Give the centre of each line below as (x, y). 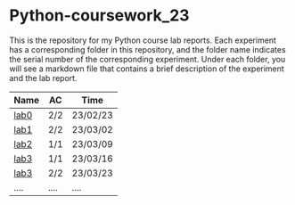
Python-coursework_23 (99, 16)
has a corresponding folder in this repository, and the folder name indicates (148, 49)
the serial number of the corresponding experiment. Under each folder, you (147, 59)
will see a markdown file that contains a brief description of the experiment (147, 69)
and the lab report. (43, 78)
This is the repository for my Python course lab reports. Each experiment (143, 40)
